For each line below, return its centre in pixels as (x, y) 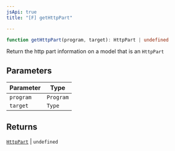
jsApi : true (21, 12)
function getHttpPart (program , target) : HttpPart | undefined (87, 40)
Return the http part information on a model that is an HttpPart (85, 51)
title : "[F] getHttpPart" (39, 18)
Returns (22, 127)
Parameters (29, 71)
